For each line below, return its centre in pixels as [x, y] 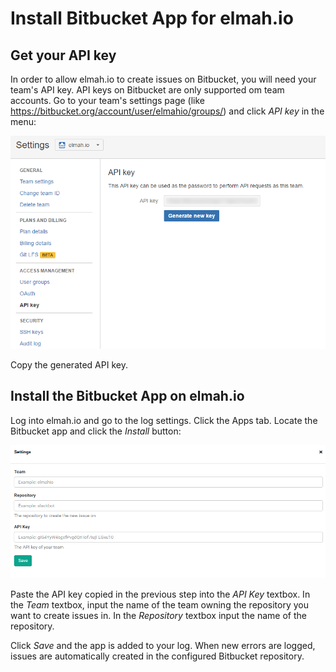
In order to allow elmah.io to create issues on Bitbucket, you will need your [163, 79]
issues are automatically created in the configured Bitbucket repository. [157, 656]
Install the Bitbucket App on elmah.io [127, 396]
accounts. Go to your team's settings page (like [107, 100]
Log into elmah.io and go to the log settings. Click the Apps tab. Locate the [164, 420]
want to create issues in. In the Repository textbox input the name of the [158, 616]
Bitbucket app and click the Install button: [96, 431]
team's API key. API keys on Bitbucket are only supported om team [147, 90]
